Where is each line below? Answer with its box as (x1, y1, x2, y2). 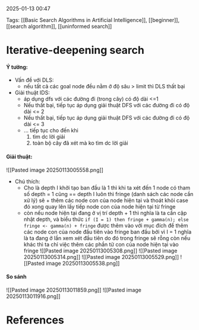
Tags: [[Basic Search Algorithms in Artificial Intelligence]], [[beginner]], (6, 17, 180, 23)
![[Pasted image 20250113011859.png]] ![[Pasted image (6, 286, 141, 293)
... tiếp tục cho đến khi (23, 127, 78, 134)
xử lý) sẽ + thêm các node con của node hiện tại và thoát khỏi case (23, 197, 188, 204)
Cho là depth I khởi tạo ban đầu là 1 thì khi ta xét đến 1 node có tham (23, 184, 191, 191)
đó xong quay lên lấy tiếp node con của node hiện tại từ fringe (23, 203, 176, 210)
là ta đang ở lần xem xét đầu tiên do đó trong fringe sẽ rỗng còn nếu (23, 234, 191, 242)
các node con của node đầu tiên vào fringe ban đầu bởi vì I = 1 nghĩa (23, 228, 192, 235)
